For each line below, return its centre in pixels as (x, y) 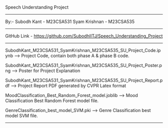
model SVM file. (22, 115)
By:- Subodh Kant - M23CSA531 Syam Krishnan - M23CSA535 (70, 21)
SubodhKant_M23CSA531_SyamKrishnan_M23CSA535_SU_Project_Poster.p (84, 65)
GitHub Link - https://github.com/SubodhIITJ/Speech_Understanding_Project (84, 36)
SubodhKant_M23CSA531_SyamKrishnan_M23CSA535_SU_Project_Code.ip (83, 50)
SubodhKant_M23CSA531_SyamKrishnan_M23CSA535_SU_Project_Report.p (84, 80)
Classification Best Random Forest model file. (52, 100)
